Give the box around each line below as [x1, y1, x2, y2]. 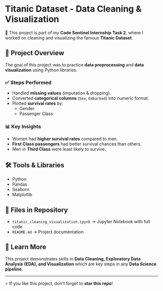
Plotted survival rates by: [12, 100, 64, 106]
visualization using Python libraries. [5, 67, 78, 73]
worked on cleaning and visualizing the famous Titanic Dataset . [5, 35, 133, 41]
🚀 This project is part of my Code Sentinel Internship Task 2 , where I [5, 30, 143, 35]
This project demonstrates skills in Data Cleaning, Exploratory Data [5, 256, 141, 261]
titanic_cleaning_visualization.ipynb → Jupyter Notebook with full [12, 218, 150, 224]
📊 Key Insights [5, 123, 41, 129]
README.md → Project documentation [12, 229, 84, 235]
